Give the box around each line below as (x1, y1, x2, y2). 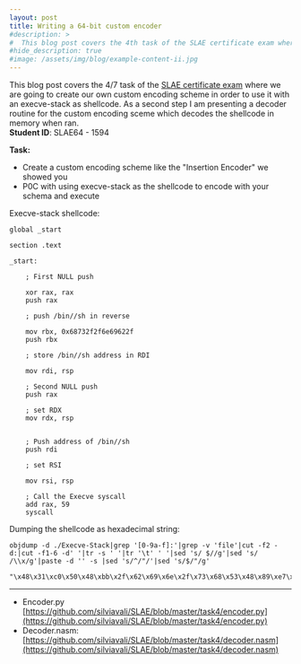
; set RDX (25, 406, 63, 415)
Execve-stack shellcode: (9, 208, 100, 218)
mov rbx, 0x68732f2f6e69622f (25, 328, 134, 336)
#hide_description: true (9, 47, 102, 56)
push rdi (25, 445, 58, 454)
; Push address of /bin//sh (25, 437, 130, 446)
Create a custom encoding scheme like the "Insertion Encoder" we (21, 162, 269, 172)
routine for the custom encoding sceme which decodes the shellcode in (9, 109, 275, 118)
